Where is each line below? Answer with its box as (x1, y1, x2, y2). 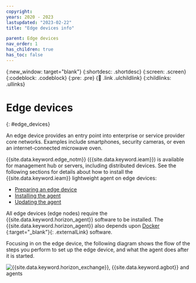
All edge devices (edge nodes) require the (6, 210, 108, 217)
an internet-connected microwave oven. (6, 144, 103, 151)
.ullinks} (6, 80, 25, 87)
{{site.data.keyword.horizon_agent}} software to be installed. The (6, 215, 164, 223)
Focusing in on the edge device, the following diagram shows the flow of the (6, 240, 191, 247)
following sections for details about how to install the (6, 168, 133, 175)
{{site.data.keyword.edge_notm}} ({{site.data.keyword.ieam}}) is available (6, 156, 184, 163)
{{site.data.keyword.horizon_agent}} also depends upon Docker (6, 222, 160, 229)
